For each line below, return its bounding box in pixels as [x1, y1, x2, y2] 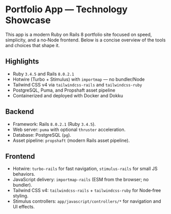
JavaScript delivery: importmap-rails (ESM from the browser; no [12, 177, 149, 183]
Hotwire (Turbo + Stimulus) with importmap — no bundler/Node [12, 76, 145, 82]
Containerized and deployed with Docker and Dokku [12, 92, 123, 98]
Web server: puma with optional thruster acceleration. [12, 126, 126, 133]
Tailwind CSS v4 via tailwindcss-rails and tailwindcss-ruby [12, 81, 142, 88]
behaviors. [12, 171, 35, 177]
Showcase [5, 14, 51, 26]
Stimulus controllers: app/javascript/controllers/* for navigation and [12, 198, 161, 204]
